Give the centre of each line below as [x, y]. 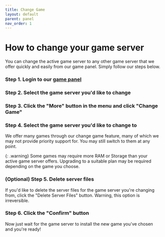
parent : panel [20, 19]
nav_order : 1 [18, 23]
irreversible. [17, 201]
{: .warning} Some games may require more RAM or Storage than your [76, 156]
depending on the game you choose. [42, 167]
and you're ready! [23, 229]
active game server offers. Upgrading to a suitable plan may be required [78, 161]
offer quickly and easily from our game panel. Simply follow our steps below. [83, 67]
